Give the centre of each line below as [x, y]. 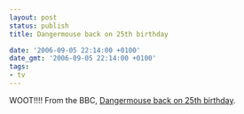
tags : [19, 67]
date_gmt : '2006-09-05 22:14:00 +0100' [83, 59]
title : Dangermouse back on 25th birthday [89, 34]
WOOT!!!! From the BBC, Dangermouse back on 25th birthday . [123, 100]
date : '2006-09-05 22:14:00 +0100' [75, 50]
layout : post [33, 17]
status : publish [39, 26]
